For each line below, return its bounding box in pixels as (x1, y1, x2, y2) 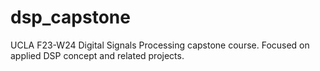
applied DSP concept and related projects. (10, 49, 185, 61)
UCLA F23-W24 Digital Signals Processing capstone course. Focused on (10, 39, 310, 51)
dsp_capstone (10, 6, 131, 29)
